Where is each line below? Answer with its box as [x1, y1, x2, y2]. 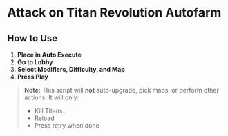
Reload [34, 114, 55, 122]
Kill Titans [34, 107, 63, 115]
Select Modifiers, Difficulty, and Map [17, 66, 126, 73]
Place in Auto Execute [17, 50, 82, 59]
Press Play [17, 72, 48, 81]
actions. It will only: [23, 93, 79, 101]
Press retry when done [34, 122, 100, 129]
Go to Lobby [17, 58, 53, 66]
